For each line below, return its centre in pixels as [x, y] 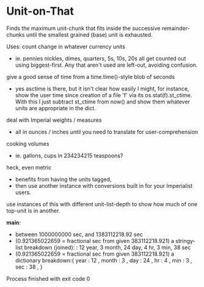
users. [23, 192]
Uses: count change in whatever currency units [66, 47]
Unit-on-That [40, 11]
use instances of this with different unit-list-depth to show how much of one [102, 204]
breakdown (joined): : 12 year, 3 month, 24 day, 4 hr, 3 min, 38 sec [107, 247]
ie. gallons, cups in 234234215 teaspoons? [69, 155]
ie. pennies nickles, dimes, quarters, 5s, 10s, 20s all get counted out [100, 58]
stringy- [185, 240]
